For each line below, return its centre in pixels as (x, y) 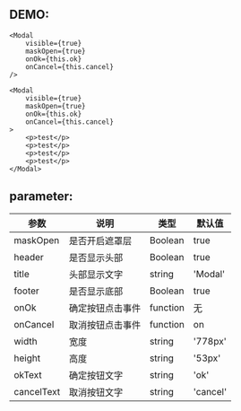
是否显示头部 (96, 258)
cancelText (37, 391)
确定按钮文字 (96, 375)
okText (28, 374)
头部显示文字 (96, 275)
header (29, 257)
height (27, 358)
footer (27, 291)
